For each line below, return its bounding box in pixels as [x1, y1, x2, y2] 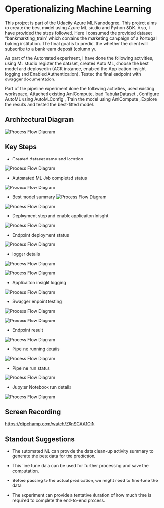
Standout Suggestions [5, 435, 75, 443]
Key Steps [5, 143, 37, 151]
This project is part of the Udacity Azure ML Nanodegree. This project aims [5, 20, 157, 26]
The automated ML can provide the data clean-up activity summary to [12, 448, 154, 454]
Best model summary [12, 194, 55, 200]
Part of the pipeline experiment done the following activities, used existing [5, 85, 155, 91]
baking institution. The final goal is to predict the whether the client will [5, 40, 148, 46]
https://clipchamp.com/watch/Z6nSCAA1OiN [5, 421, 95, 427]
